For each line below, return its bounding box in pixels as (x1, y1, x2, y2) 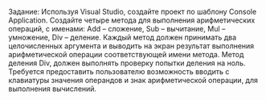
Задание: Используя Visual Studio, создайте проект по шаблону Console (8, 7, 257, 16)
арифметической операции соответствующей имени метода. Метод (8, 50, 244, 59)
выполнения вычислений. (8, 84, 97, 94)
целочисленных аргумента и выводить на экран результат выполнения (8, 41, 255, 51)
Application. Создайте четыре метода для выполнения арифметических (8, 15, 256, 25)
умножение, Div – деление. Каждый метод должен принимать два (8, 32, 237, 42)
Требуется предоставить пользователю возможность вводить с (8, 67, 230, 76)
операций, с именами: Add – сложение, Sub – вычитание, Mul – (8, 24, 226, 33)
